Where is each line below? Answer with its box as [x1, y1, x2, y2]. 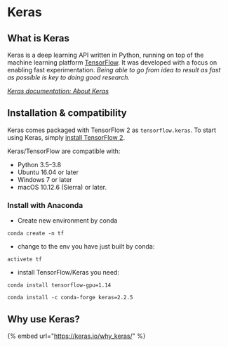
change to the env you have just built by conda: [17, 242, 155, 251]
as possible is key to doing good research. [7, 73, 130, 81]
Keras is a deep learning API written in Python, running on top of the [7, 51, 204, 59]
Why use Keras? [7, 313, 81, 325]
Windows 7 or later [17, 175, 72, 183]
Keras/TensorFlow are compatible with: [7, 147, 121, 155]
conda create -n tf [7, 230, 65, 237]
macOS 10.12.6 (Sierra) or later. [17, 183, 107, 191]
